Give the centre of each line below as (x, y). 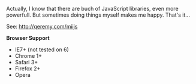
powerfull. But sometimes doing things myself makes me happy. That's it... (98, 15)
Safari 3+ (26, 62)
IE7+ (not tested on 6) (42, 49)
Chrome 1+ (28, 56)
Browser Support (28, 38)
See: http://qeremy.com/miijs (42, 27)
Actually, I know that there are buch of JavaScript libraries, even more (92, 9)
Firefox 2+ (28, 69)
